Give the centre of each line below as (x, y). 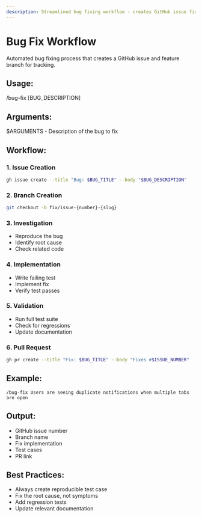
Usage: (20, 83)
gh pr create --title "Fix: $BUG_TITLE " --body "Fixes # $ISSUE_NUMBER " (98, 360)
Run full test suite (36, 319)
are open (17, 397)
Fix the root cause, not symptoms (56, 496)
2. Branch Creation (34, 195)
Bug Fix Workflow (51, 41)
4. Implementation (34, 265)
